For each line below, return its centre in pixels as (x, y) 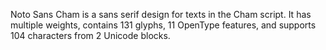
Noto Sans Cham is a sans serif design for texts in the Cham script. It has (161, 14)
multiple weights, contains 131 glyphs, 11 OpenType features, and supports (163, 25)
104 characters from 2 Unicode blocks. (90, 35)
